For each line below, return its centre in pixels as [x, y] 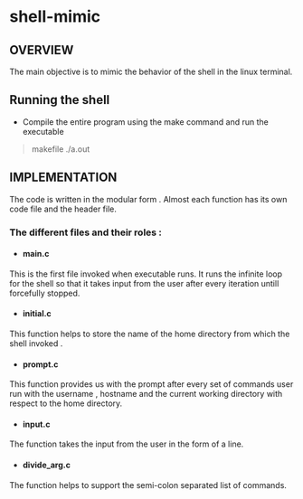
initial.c [37, 314]
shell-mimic [55, 17]
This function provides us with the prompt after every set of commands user [151, 384]
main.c [36, 254]
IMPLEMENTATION [63, 178]
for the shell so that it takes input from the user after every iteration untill [144, 283]
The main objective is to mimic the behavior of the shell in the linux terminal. [151, 71]
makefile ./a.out [61, 149]
